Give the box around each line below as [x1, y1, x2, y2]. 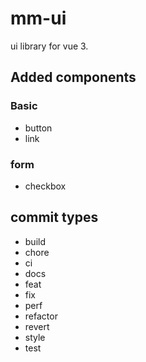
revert [24, 320, 50, 332]
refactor [24, 310, 58, 322]
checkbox [24, 180, 67, 192]
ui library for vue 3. [10, 40, 89, 52]
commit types [10, 209, 99, 226]
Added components [10, 69, 137, 86]
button [24, 122, 53, 134]
